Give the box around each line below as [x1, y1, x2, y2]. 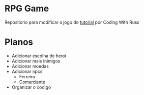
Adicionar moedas [11, 63, 49, 69]
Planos [4, 36, 33, 48]
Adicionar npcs [11, 68, 43, 74]
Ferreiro [19, 73, 35, 79]
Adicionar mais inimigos [11, 58, 60, 64]
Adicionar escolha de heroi [11, 53, 66, 59]
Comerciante [19, 79, 45, 85]
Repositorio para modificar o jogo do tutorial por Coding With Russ [4, 19, 140, 25]
